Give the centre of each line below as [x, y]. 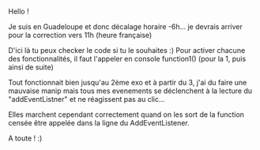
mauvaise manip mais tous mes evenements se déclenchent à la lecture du [130, 91]
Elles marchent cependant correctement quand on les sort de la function [126, 114]
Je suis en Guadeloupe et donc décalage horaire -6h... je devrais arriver [126, 26]
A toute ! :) [25, 138]
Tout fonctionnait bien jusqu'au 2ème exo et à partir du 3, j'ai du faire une [128, 82]
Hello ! [19, 11]
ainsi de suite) [31, 67]
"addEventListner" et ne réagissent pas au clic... [87, 99]
